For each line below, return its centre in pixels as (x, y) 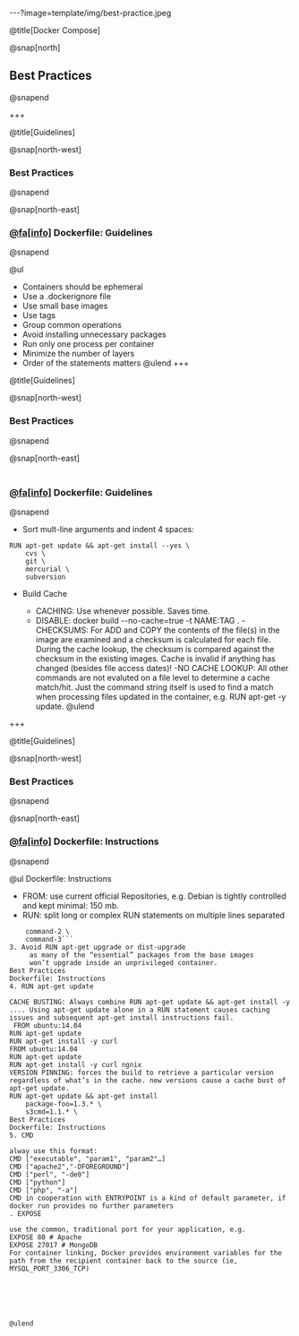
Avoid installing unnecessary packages (94, 334)
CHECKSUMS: (62, 630)
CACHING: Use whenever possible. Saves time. (123, 611)
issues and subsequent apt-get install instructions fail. (122, 1017)
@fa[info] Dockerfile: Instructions (84, 841)
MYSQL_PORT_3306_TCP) (50, 1268)
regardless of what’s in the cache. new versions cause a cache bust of (148, 1080)
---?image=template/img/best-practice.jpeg (90, 13)
